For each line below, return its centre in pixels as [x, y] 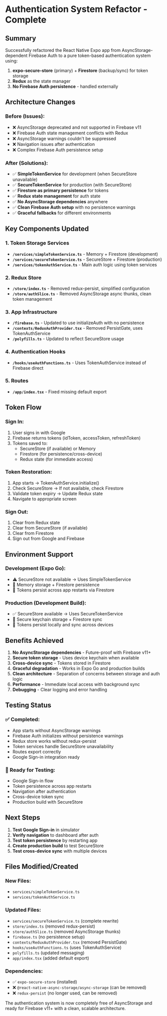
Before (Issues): [25, 116]
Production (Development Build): [46, 603]
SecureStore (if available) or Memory [58, 449]
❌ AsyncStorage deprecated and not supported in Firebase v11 [77, 127]
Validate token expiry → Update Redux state [58, 494]
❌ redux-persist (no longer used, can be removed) [65, 993]
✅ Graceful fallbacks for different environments [62, 213]
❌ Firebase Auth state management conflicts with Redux [70, 133]
